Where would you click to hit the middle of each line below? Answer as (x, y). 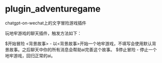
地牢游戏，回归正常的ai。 (30, 55)
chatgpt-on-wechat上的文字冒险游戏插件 (46, 23)
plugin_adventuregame (53, 9)
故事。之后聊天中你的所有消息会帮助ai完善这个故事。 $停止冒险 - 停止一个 (83, 49)
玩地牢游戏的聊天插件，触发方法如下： (43, 33)
